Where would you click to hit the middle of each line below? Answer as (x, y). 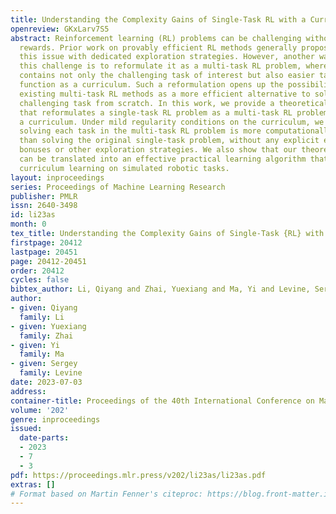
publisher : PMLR (44, 196)
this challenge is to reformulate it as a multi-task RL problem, (160, 66)
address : (28, 391)
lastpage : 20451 (44, 252)
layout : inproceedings (57, 177)
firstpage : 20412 (46, 242)
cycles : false (40, 280)
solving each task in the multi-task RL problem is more (140, 131)
